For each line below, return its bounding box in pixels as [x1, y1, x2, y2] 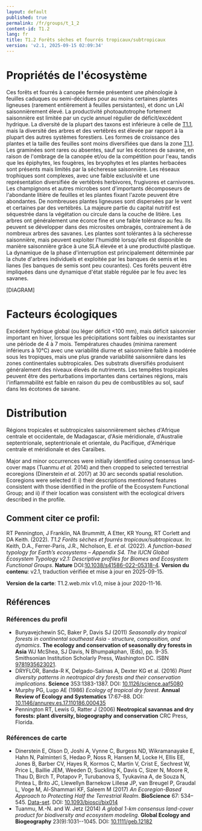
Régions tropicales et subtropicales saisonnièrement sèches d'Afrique [6, 426, 180, 434]
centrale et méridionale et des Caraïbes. [6, 445, 106, 453]
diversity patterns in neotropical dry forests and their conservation [14, 674, 181, 681]
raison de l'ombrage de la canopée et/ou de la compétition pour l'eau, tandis [6, 152, 197, 160]
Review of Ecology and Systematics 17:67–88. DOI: [14, 693, 144, 701]
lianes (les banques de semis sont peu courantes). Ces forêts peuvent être [6, 261, 192, 269]
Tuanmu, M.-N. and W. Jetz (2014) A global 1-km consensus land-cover [14, 805, 194, 812]
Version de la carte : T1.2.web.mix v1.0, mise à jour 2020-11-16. [6, 579, 162, 586]
